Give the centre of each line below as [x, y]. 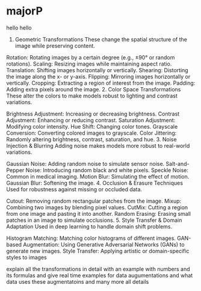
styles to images [26, 257]
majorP [25, 11]
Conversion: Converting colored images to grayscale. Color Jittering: [91, 133]
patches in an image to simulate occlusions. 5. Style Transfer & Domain [94, 220]
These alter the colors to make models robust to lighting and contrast [92, 96]
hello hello [19, 28]
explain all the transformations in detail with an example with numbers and [98, 269]
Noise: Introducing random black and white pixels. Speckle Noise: [107, 170]
